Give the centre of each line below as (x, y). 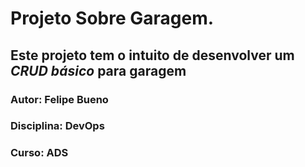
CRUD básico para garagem (98, 70)
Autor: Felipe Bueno (59, 99)
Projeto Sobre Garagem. (112, 18)
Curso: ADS (39, 153)
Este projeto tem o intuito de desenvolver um (152, 55)
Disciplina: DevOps (57, 126)
